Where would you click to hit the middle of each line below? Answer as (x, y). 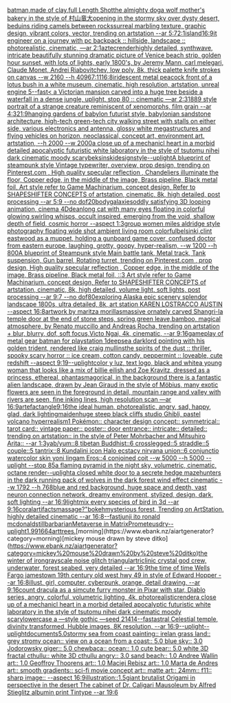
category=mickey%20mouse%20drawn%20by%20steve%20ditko (102, 553)
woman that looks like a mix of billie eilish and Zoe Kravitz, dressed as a (109, 370)
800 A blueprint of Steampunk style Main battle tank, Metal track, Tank (107, 253)
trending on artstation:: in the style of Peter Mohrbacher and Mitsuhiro (107, 436)
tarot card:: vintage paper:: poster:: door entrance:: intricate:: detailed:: (107, 429)
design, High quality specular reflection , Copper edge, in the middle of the (113, 267)
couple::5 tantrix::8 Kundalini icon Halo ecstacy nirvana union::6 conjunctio (113, 450)
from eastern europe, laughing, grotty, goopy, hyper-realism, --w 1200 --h (112, 245)
